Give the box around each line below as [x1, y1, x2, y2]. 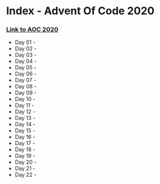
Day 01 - [14, 39, 36, 46]
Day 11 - [14, 102, 34, 109]
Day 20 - [14, 158, 37, 166]
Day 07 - [14, 77, 37, 84]
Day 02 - [14, 45, 37, 52]
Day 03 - [14, 52, 37, 59]
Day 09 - [14, 89, 37, 96]
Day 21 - [14, 165, 36, 172]
